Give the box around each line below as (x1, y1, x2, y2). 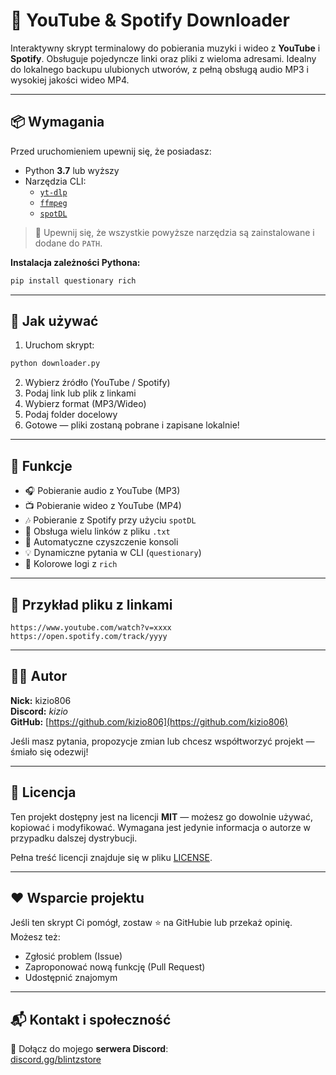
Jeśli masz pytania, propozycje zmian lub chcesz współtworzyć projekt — (10, 735, 315, 747)
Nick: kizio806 (10, 694, 72, 706)
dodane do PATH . (34, 237, 103, 249)
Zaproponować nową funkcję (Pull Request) (24, 961, 206, 973)
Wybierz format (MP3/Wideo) (24, 398, 147, 410)
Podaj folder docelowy (24, 409, 118, 421)
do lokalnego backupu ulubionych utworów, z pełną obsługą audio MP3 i (10, 63, 309, 75)
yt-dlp (39, 187, 68, 198)
